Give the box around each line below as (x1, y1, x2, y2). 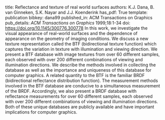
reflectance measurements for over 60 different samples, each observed (5, 93, 153, 99)
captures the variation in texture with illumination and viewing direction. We (5, 46, 158, 52)
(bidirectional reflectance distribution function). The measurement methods (5, 78, 159, 83)
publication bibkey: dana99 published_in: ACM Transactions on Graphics (5, 15, 153, 20)
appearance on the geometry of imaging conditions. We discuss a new (5, 36, 149, 41)
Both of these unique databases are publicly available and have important (5, 104, 154, 110)
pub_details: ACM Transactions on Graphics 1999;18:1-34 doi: (5, 20, 131, 26)
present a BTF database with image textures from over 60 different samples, (5, 51, 160, 57)
